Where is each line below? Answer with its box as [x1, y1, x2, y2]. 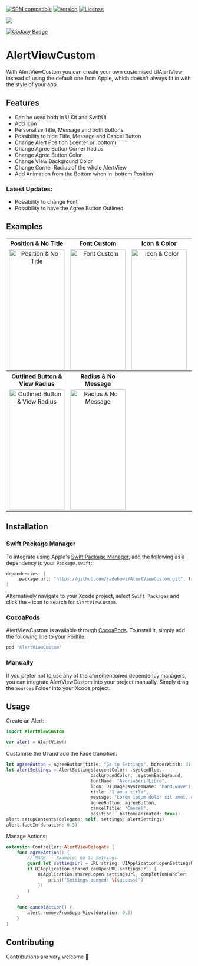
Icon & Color [141, 239, 177, 248]
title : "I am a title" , [90, 789, 149, 795]
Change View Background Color [14, 157, 93, 165]
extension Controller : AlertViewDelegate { [6, 844, 115, 850]
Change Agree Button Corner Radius [14, 145, 104, 152]
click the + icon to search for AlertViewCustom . [6, 599, 118, 606]
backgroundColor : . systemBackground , [90, 772, 183, 778]
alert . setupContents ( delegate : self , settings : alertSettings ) [6, 816, 165, 822]
